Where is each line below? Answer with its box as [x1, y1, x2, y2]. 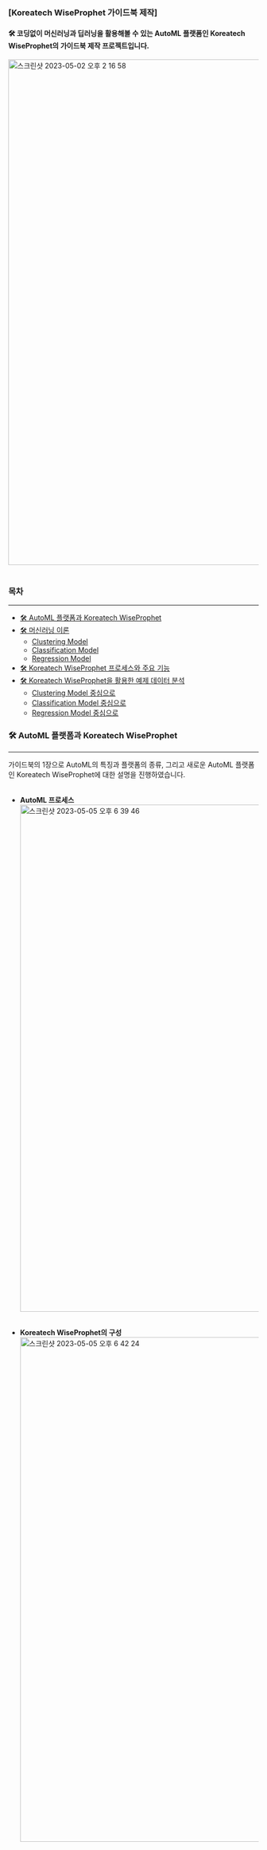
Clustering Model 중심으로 [31, 688, 116, 698]
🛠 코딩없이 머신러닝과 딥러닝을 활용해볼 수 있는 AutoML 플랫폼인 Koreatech [8, 28, 246, 37]
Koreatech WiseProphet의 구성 [19, 1327, 122, 1337]
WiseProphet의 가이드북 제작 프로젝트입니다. [8, 41, 149, 50]
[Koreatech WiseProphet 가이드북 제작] [8, 6, 157, 18]
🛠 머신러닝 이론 [19, 626, 70, 635]
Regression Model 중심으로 [31, 708, 119, 718]
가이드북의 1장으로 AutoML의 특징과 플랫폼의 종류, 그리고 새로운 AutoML [8, 760, 234, 769]
